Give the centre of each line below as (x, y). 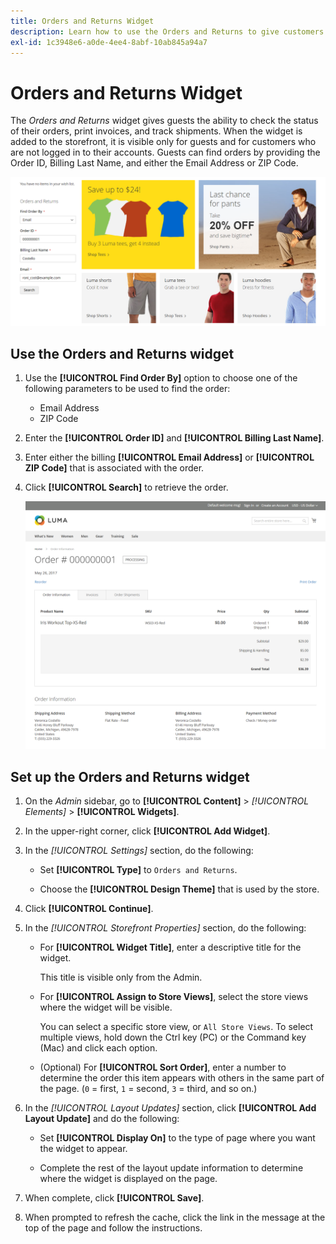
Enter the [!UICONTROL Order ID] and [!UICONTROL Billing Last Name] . (174, 438)
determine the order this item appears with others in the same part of (182, 1077)
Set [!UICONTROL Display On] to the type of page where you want (177, 1137)
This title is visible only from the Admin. (121, 977)
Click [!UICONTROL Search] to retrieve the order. (126, 487)
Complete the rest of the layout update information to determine (171, 1167)
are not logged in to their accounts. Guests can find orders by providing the (165, 152)
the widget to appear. (83, 1148)
